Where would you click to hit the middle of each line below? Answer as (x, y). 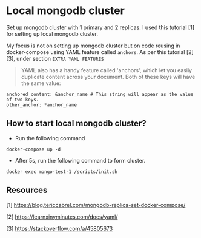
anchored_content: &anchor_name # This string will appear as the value (100, 94)
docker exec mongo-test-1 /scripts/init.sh (62, 172)
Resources (27, 190)
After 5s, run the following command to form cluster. (80, 160)
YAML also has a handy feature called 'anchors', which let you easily (107, 70)
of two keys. (23, 100)
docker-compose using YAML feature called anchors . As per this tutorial (96, 52)
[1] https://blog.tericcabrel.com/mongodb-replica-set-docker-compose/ (96, 205)
